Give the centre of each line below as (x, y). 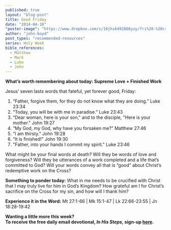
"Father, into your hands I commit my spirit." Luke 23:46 (71, 145)
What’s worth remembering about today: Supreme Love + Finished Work (83, 82)
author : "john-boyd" (27, 34)
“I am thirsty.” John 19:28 (39, 134)
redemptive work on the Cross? (38, 171)
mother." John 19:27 (34, 123)
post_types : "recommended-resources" (45, 39)
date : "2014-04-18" (26, 24)
